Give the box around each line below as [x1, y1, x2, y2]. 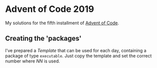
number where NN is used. [5, 58, 60, 64]
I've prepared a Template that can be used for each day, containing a [5, 47, 147, 53]
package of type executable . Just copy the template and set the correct [5, 53, 152, 59]
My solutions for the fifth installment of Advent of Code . [5, 20, 119, 26]
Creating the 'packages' [5, 34, 82, 43]
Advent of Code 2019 [5, 3, 94, 15]
